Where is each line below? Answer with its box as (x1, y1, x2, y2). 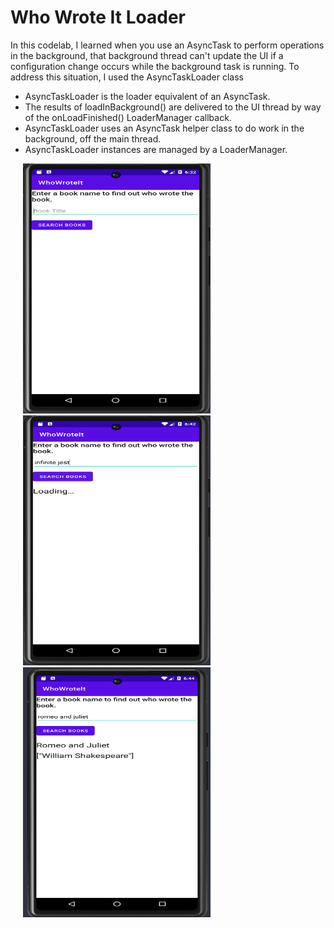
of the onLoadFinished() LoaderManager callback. (24, 111, 232, 123)
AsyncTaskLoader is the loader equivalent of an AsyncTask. (24, 90, 271, 102)
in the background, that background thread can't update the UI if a (10, 49, 284, 61)
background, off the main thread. (24, 132, 162, 145)
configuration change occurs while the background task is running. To (10, 60, 300, 72)
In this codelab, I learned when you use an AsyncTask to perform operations (10, 39, 325, 51)
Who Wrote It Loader (10, 6, 186, 29)
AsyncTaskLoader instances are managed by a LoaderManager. (24, 143, 288, 155)
